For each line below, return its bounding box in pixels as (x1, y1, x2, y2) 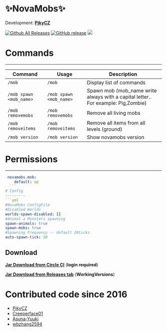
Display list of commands (86, 79, 146, 86)
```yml (5, 198, 19, 203)
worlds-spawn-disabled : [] (5, 212, 61, 217)
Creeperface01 (12, 310, 43, 316)
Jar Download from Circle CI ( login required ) (5, 261, 98, 267)
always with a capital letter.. (86, 93, 152, 100)
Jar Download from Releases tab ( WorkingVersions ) (5, 271, 115, 277)
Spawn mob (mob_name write (86, 87, 157, 94)
